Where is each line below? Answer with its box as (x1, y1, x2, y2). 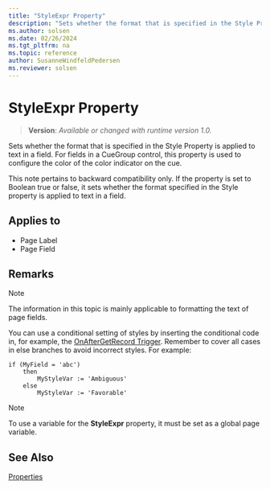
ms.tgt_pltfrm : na (8, 42, 70, 50)
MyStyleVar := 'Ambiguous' (37, 375, 128, 383)
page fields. (8, 313, 48, 323)
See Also (8, 450, 54, 464)
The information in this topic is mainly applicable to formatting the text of (8, 304, 249, 314)
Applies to (8, 214, 61, 228)
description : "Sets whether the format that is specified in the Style (8, 19, 253, 27)
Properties (8, 472, 43, 482)
